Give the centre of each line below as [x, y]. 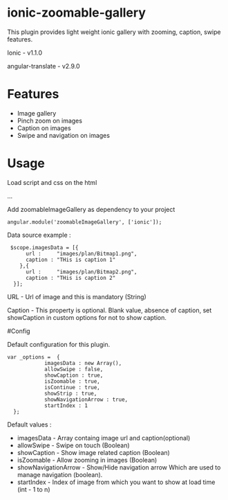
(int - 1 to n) [34, 489]
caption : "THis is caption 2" [70, 278]
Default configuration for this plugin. [59, 344]
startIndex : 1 [66, 405]
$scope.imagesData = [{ [44, 247]
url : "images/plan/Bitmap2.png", [81, 271]
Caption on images [44, 128]
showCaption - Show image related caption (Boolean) [94, 452]
